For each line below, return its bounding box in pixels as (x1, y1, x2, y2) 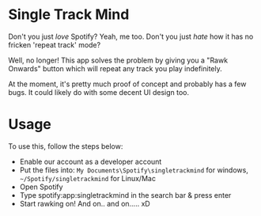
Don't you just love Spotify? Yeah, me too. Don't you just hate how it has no (8, 32, 254, 41)
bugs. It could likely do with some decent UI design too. (8, 87, 190, 97)
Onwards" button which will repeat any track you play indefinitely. (8, 63, 223, 73)
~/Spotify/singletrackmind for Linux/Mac (19, 173, 157, 183)
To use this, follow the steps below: (8, 141, 123, 151)
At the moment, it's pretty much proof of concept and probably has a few (8, 79, 247, 89)
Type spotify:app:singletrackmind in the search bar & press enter (19, 190, 232, 199)
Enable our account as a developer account (19, 157, 162, 166)
